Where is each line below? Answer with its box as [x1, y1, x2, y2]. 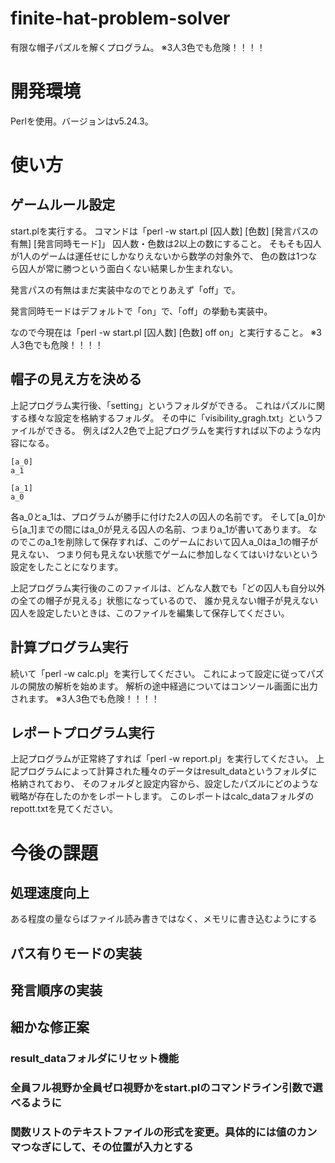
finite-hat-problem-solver [10, 7, 231, 30]
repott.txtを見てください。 [10, 803, 119, 815]
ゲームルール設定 [10, 197, 116, 214]
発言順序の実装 [10, 982, 103, 999]
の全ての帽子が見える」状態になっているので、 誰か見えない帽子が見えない [10, 594, 319, 606]
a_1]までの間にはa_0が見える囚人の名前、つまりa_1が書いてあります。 [22, 523, 307, 535]
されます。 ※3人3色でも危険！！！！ [10, 692, 160, 704]
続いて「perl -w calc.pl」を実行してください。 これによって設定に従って [10, 667, 307, 679]
